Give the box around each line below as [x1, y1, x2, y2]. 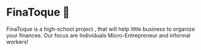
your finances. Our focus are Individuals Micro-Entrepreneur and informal [6, 31, 191, 39]
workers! [6, 38, 29, 45]
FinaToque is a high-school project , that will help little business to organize [6, 25, 195, 33]
